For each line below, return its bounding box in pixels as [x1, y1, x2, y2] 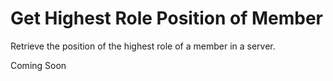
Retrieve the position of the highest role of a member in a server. [10, 40, 276, 52]
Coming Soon [10, 59, 67, 71]
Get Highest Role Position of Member [10, 7, 323, 30]
